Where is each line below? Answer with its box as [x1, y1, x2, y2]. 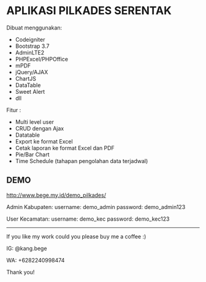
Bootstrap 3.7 [15, 42, 50, 50]
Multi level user [15, 118, 54, 126]
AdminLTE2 [15, 48, 45, 56]
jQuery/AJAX [15, 68, 48, 75]
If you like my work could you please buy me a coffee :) [6, 232, 147, 240]
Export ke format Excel [15, 137, 73, 145]
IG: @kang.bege [6, 245, 47, 252]
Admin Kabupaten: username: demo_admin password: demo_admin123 [6, 203, 186, 210]
